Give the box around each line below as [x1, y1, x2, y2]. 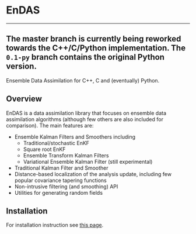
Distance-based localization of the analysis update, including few [14, 170, 172, 177]
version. [6, 61, 37, 71]
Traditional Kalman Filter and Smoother [14, 164, 108, 171]
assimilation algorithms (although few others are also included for [6, 115, 163, 123]
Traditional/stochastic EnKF [23, 139, 89, 146]
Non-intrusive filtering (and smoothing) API [14, 183, 118, 190]
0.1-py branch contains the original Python [6, 52, 165, 62]
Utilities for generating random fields [14, 189, 103, 196]
